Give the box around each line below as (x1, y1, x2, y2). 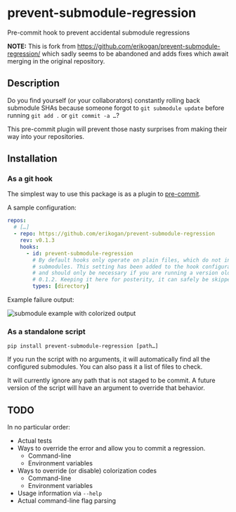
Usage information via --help (17, 489, 103, 498)
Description (7, 78, 60, 90)
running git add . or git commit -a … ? (7, 111, 119, 119)
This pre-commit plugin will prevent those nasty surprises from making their (7, 125, 227, 133)
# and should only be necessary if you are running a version (32, 269, 218, 276)
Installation (7, 153, 58, 165)
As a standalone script (7, 327, 86, 336)
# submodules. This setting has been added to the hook (32, 263, 199, 270)
